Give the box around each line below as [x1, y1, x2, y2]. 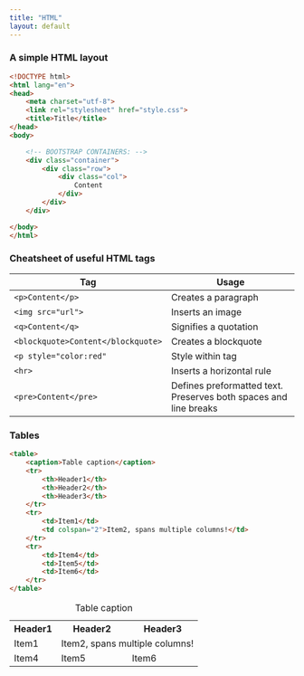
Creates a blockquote [170, 335, 262, 348]
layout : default [9, 22, 71, 31]
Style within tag [170, 349, 237, 362]
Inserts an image [170, 305, 242, 318]
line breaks [170, 402, 218, 414]
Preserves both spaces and [170, 390, 288, 403]
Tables [9, 429, 40, 442]
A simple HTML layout [9, 52, 109, 64]
